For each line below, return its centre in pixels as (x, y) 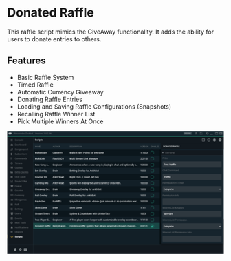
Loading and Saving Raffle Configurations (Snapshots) (94, 106)
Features (26, 61)
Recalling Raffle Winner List (56, 114)
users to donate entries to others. (54, 39)
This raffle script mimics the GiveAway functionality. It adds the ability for (111, 32)
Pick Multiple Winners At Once (60, 121)
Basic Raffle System (45, 77)
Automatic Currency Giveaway (60, 92)
